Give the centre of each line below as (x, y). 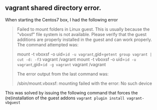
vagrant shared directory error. (53, 8)
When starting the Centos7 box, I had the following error (61, 19)
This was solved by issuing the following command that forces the (71, 92)
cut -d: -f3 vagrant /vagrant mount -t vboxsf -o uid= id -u (77, 59)
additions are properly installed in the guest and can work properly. (84, 39)
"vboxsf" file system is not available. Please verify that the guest (82, 34)
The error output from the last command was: (63, 74)
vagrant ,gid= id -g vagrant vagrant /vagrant (61, 64)
